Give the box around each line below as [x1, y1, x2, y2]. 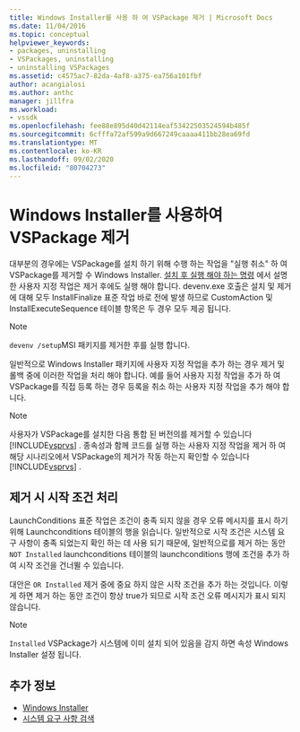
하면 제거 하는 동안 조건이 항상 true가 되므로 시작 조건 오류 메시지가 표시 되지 [18, 590, 287, 601]
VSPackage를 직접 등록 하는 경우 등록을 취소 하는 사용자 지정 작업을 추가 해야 [9, 381, 280, 392]
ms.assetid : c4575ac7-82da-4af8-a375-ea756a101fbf [9, 72, 202, 81]
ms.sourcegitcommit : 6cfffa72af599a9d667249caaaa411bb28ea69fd [9, 130, 251, 139]
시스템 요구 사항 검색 [21, 712, 95, 723]
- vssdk [9, 113, 39, 122]
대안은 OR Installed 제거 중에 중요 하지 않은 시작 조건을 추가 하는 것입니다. [9, 579, 272, 590]
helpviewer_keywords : [9, 38, 90, 48]
